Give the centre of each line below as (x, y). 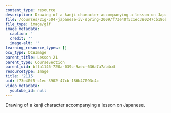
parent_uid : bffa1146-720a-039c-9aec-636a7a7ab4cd (60, 67)
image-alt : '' (25, 43)
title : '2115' (20, 76)
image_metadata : (22, 29)
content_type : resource (31, 10)
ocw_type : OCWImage (26, 52)
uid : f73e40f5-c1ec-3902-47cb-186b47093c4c (52, 81)
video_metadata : (22, 86)
